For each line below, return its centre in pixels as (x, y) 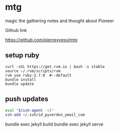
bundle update (20, 84)
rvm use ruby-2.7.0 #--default (38, 75)
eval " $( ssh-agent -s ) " (30, 110)
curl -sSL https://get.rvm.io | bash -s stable (55, 66)
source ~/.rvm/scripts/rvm (33, 71)
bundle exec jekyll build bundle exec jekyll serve (54, 124)
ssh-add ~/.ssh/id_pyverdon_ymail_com (45, 115)
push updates (27, 99)
